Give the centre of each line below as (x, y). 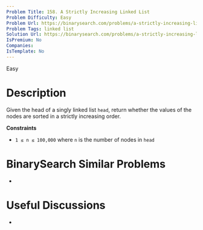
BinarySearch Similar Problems (86, 164)
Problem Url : (23, 23)
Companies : (20, 46)
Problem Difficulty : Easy (39, 18)
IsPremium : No (24, 40)
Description (36, 93)
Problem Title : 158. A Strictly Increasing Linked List (78, 12)
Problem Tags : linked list (40, 29)
